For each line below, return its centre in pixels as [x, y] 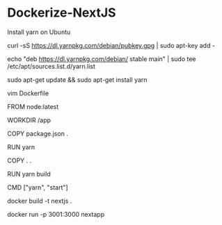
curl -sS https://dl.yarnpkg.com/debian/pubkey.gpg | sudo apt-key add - [111, 45]
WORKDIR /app [29, 120]
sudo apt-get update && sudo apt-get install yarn [77, 80]
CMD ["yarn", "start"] [38, 187]
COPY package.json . [38, 133]
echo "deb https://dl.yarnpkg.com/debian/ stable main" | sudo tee [102, 59]
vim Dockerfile [28, 93]
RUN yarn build [29, 174]
